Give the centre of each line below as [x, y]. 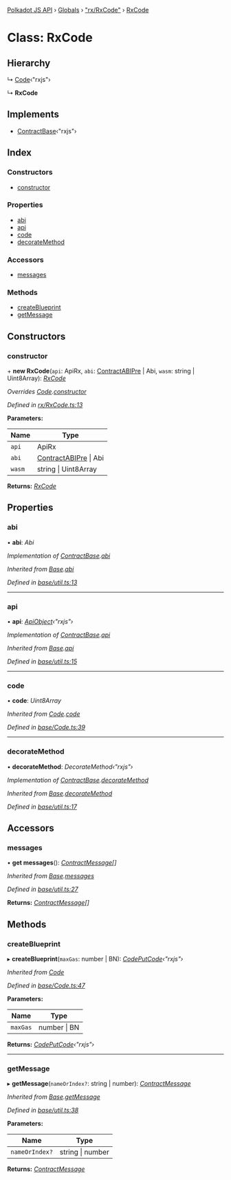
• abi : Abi [21, 542]
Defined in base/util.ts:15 [42, 662]
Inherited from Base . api [41, 648]
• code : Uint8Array [34, 701]
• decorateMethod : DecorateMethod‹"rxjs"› [70, 767]
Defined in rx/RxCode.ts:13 [45, 405]
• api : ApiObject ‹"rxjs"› [40, 622]
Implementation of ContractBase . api [59, 635]
